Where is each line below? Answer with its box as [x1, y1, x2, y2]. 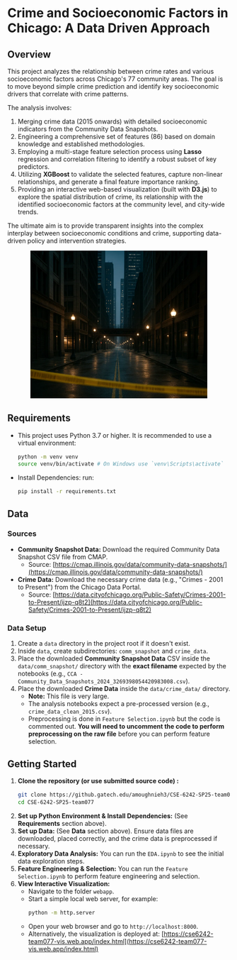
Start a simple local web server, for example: [28, 894, 158, 903]
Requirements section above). [17, 819, 108, 827]
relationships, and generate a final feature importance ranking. [17, 177, 200, 186]
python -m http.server [28, 909, 96, 916]
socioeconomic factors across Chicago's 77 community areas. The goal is [7, 75, 224, 83]
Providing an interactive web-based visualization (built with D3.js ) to [17, 185, 217, 193]
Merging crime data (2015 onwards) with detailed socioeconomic [17, 117, 207, 126]
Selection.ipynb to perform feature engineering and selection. [17, 871, 200, 881]
